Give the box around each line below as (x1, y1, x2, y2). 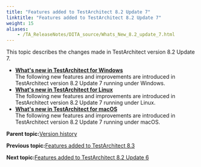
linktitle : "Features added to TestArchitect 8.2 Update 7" (6, 15, 162, 21)
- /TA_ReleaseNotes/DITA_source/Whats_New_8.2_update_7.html (17, 32, 175, 38)
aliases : (6, 26, 29, 32)
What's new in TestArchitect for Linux (15, 86, 114, 93)
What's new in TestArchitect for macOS (15, 105, 118, 113)
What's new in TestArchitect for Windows (15, 66, 123, 74)
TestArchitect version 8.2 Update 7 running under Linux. (15, 99, 156, 107)
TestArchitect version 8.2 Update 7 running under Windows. (15, 80, 166, 87)
